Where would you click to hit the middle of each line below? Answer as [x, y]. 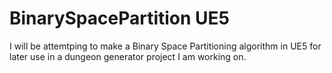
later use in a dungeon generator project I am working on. [128, 56]
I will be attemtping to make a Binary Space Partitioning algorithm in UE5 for [165, 46]
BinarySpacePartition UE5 [119, 18]
